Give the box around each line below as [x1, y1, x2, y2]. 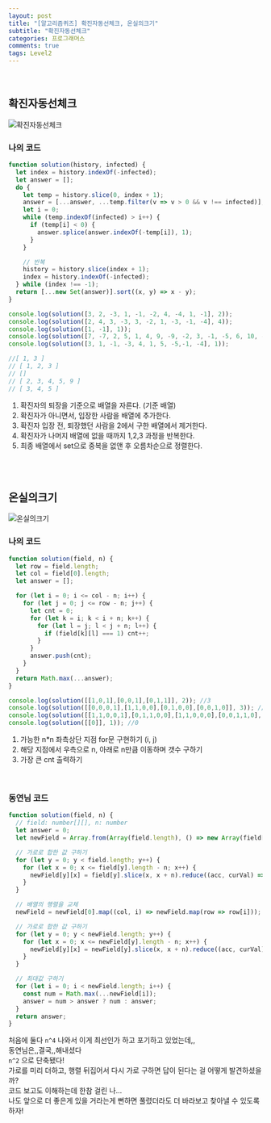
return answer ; [15, 1012, 67, 1020]
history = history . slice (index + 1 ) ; [23, 266, 150, 274]
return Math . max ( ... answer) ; [15, 674, 114, 682]
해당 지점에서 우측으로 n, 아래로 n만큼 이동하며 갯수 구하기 [19, 744, 203, 755]
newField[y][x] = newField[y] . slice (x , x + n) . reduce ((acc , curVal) [29, 945, 265, 953]
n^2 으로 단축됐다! [8, 1055, 65, 1066]
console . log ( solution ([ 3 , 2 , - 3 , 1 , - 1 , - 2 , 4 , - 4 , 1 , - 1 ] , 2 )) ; [8, 310, 233, 318]
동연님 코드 [8, 793, 49, 804]
